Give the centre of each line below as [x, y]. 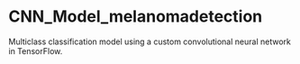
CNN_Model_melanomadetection [136, 17]
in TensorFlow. [36, 50]
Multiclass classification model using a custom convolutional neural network [150, 41]
